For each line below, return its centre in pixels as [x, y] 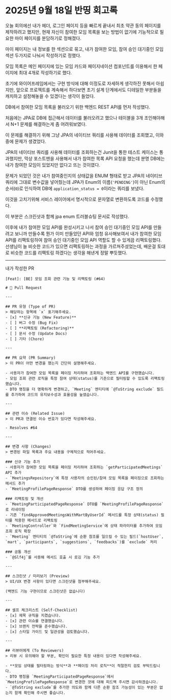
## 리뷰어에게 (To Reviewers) [35, 650]
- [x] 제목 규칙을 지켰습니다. [33, 615]
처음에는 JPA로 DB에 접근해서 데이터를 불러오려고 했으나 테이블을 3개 [74, 118]
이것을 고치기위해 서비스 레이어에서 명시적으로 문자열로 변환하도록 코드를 [77, 199]
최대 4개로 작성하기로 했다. [45, 72]
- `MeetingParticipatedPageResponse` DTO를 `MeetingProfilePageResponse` [84, 504]
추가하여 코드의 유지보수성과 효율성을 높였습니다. [55, 395]
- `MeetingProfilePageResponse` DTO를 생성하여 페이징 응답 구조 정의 [74, 489]
